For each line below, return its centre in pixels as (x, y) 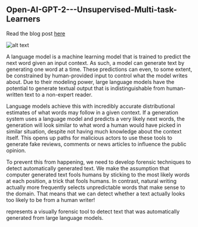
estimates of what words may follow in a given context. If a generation (92, 112)
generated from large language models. (55, 217)
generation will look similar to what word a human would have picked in (94, 125)
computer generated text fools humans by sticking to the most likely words (98, 175)
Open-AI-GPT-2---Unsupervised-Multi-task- (92, 10)
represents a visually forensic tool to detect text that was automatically (93, 212)
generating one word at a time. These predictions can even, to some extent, (99, 69)
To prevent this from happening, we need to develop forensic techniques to (99, 162)
